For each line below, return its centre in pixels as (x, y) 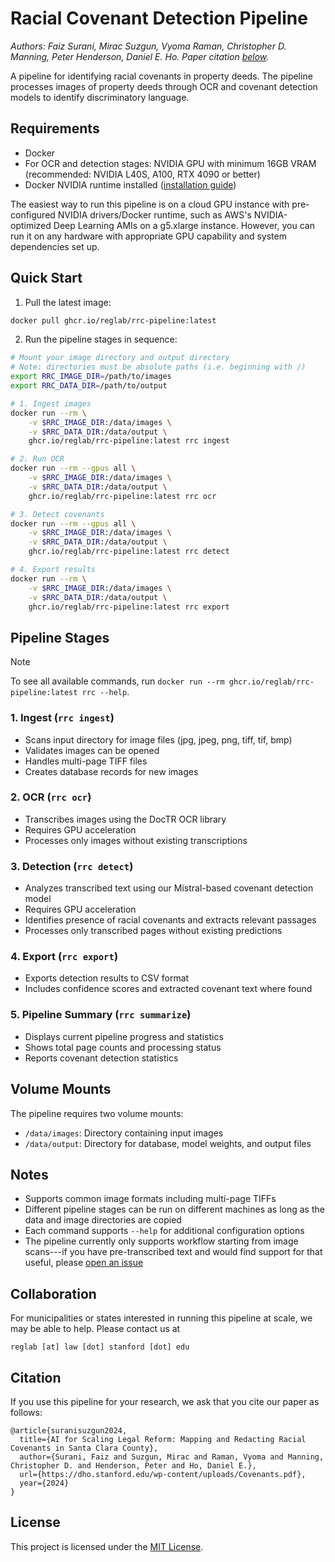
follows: (26, 1412)
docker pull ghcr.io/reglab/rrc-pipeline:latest (113, 320)
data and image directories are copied (103, 1220)
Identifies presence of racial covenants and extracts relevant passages (170, 920)
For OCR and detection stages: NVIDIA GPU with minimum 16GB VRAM (170, 163)
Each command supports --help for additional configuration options (164, 1231)
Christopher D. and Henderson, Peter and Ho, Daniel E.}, (133, 1465)
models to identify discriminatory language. (100, 97)
